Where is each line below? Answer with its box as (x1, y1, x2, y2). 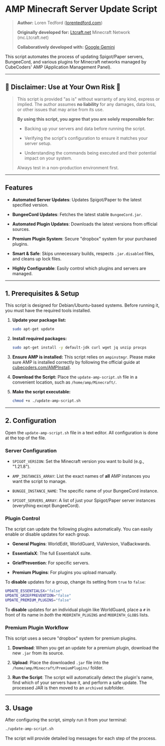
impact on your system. (24, 155, 72, 161)
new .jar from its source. (12, 650, 64, 656)
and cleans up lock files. (12, 256, 62, 261)
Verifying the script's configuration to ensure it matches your (24, 135, 148, 141)
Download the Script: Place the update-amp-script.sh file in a (12, 374, 137, 380)
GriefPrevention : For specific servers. (12, 560, 90, 566)
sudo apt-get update (12, 326, 55, 332)
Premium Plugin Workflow (5, 624, 69, 631)
